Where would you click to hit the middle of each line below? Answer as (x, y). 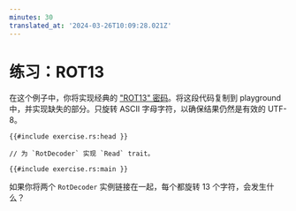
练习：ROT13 (57, 72)
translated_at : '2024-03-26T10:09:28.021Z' (91, 26)
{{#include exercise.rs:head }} (68, 137)
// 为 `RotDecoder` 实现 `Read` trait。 (82, 154)
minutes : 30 (31, 17)
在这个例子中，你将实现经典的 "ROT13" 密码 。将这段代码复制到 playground (145, 98)
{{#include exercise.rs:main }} (68, 170)
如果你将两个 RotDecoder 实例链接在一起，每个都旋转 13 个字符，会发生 (138, 187)
